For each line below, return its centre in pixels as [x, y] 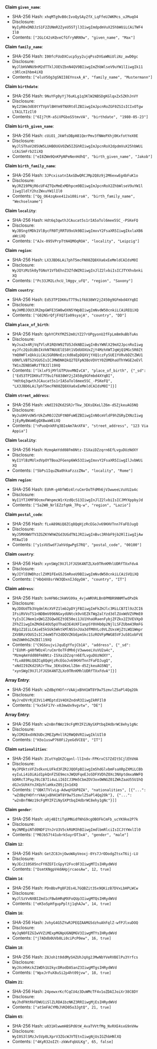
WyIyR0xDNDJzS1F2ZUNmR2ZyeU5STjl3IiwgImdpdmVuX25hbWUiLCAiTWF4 [78, 27]
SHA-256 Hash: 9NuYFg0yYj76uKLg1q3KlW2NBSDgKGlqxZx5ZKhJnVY [75, 96]
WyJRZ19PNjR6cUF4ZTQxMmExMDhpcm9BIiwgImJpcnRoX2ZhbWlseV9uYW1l [78, 186]
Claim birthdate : [22, 86]
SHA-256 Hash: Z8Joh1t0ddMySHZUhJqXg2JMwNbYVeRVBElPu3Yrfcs [75, 957]
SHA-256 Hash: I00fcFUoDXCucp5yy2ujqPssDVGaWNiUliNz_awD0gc [75, 56]
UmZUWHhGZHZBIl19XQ [32, 640]
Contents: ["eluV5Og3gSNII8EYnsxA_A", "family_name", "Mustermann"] [82, 77]
